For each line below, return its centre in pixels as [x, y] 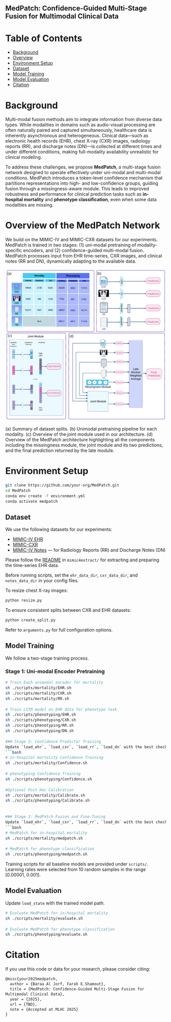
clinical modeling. [24, 157]
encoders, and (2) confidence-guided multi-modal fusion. [83, 250]
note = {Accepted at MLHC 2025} [44, 1010]
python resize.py [24, 601]
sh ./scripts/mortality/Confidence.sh [46, 763]
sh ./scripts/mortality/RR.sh [37, 699]
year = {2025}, [26, 1000]
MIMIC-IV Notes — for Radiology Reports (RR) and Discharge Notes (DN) [89, 550]
